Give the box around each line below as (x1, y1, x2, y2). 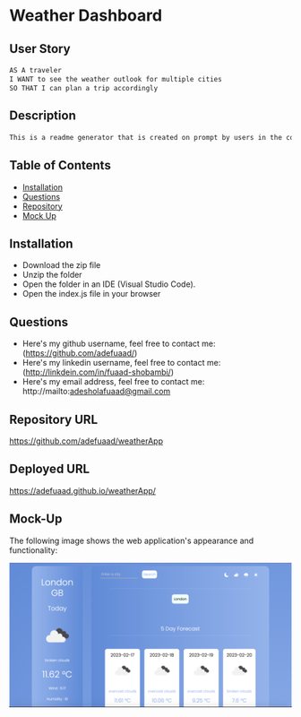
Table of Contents (9, 158, 112, 173)
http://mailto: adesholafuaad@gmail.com (21, 386, 171, 397)
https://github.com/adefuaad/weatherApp (9, 436, 164, 446)
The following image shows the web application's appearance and (9, 535, 254, 546)
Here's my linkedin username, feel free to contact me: (21, 358, 221, 368)
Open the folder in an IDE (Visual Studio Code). (21, 279, 196, 289)
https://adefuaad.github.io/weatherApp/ (9, 485, 157, 496)
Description (9, 108, 76, 124)
